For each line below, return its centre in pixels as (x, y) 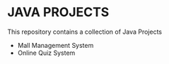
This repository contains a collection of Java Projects (85, 32)
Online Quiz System (46, 53)
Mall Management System (56, 45)
